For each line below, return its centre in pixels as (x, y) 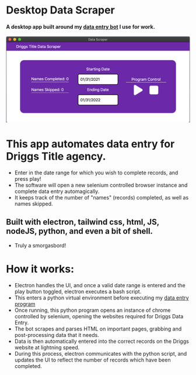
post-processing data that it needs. (57, 335)
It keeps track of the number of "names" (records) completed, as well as (101, 198)
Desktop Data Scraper (60, 10)
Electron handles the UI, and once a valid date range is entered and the (100, 285)
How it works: (40, 269)
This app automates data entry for (90, 144)
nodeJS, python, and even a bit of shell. (80, 231)
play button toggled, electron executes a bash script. (78, 291)
